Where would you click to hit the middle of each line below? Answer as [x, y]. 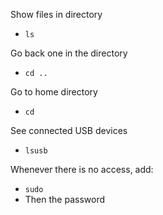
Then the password [64, 199]
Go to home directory [54, 92]
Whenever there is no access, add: [82, 169]
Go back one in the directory [69, 53]
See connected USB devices [69, 130]
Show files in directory [56, 14]
